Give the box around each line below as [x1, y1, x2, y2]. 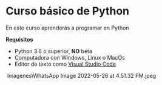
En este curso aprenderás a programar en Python [5, 24, 129, 31]
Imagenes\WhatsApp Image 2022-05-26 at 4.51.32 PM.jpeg [7, 72, 157, 79]
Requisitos [5, 36, 33, 43]
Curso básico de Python [5, 4, 130, 18]
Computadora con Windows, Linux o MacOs [14, 54, 126, 61]
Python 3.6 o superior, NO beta [14, 47, 92, 55]
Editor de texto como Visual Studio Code [14, 60, 116, 68]
